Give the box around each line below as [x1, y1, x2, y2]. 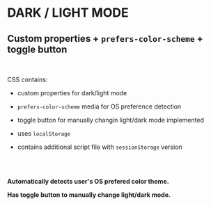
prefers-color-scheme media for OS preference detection [17, 102, 182, 111]
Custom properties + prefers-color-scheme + [7, 33, 203, 45]
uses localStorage [17, 129, 71, 137]
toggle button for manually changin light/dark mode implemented [17, 116, 204, 124]
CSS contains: [7, 75, 48, 84]
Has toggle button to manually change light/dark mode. [7, 191, 171, 199]
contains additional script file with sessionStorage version [17, 143, 182, 151]
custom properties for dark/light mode [17, 89, 127, 97]
